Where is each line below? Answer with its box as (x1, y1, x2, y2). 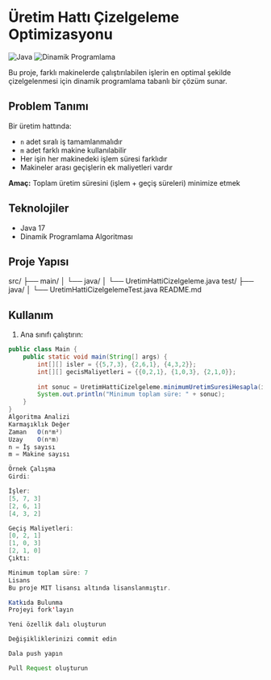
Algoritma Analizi (8, 413, 70, 422)
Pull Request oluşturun (8, 664, 89, 672)
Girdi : (8, 472, 31, 481)
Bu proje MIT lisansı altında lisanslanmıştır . (8, 584, 172, 592)
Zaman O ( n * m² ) (8, 428, 63, 436)
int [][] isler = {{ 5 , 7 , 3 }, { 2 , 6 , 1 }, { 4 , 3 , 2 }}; (37, 360, 197, 368)
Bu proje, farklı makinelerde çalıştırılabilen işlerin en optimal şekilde (8, 67, 231, 77)
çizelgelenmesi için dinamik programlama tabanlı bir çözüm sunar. (8, 76, 227, 86)
